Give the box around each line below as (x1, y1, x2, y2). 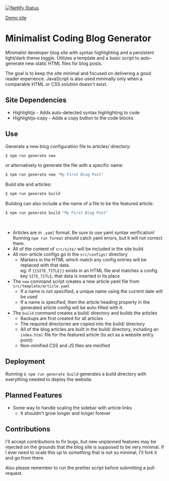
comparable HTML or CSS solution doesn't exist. (5, 81, 108, 87)
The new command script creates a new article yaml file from (12, 278, 139, 284)
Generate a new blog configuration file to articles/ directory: (5, 143, 131, 149)
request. (5, 470, 23, 476)
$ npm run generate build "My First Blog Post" (5, 210, 108, 215)
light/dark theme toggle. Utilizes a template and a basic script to (5, 55, 139, 61)
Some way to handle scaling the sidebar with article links (12, 404, 132, 411)
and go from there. (5, 454, 45, 461)
